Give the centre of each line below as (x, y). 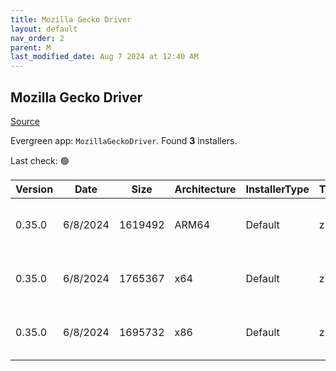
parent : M (31, 47)
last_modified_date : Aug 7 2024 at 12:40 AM (104, 57)
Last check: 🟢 (40, 160)
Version (34, 189)
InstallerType (277, 189)
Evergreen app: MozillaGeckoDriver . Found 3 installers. (124, 140)
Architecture (205, 189)
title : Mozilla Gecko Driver (71, 19)
